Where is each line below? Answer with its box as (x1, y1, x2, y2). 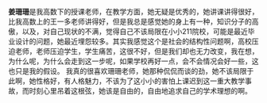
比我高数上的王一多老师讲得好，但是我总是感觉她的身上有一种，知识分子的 (8, 17, 252, 26)
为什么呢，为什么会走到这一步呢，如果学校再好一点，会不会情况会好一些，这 (8, 56, 259, 66)
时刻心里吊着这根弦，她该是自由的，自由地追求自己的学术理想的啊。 (29, 86, 252, 95)
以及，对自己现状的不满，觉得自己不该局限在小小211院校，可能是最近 (21, 27, 248, 36)
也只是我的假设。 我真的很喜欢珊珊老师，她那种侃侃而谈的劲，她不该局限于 (8, 67, 254, 75)
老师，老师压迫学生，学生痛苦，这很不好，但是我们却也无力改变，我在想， (14, 47, 259, 55)
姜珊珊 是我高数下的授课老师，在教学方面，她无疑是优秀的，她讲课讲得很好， (8, 7, 259, 16)
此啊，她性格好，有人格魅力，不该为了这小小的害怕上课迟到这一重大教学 (8, 76, 245, 86)
